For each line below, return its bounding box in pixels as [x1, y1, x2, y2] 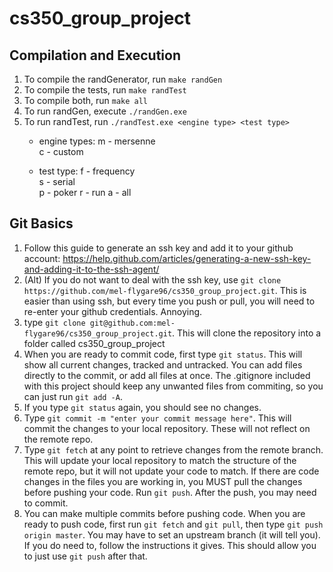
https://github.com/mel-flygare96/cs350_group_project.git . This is [23, 284, 307, 296]
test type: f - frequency [38, 165, 136, 177]
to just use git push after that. [23, 550, 148, 562]
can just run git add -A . [23, 390, 123, 402]
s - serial [38, 176, 76, 187]
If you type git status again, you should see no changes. [23, 401, 262, 413]
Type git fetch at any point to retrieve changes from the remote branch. [23, 443, 324, 456]
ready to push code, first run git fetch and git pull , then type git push [23, 518, 324, 530]
